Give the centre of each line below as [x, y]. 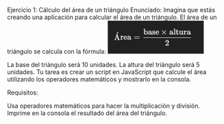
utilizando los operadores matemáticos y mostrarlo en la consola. [99, 79]
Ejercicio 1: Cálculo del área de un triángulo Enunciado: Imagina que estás [111, 10]
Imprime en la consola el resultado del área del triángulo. [87, 113]
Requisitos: [23, 92]
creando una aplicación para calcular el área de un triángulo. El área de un [112, 17]
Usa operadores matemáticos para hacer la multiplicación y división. [104, 106]
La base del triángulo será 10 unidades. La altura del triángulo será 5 [103, 65]
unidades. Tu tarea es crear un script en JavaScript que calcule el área [107, 72]
